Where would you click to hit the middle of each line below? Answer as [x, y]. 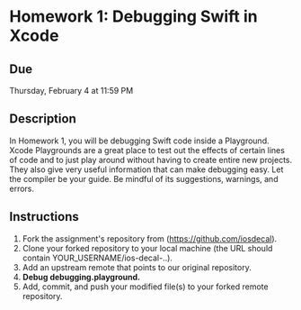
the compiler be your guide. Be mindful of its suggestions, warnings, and [144, 178]
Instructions [44, 217]
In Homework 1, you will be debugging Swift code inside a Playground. [139, 141]
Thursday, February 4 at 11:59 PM [71, 91]
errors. [22, 188]
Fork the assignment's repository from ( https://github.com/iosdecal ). [150, 238]
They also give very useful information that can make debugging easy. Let [146, 169]
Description [43, 119]
